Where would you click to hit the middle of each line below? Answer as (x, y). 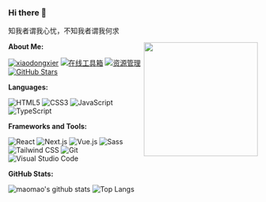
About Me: (26, 47)
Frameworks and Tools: (47, 127)
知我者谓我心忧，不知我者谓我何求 (64, 31)
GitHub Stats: (31, 174)
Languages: (28, 87)
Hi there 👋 (28, 13)
